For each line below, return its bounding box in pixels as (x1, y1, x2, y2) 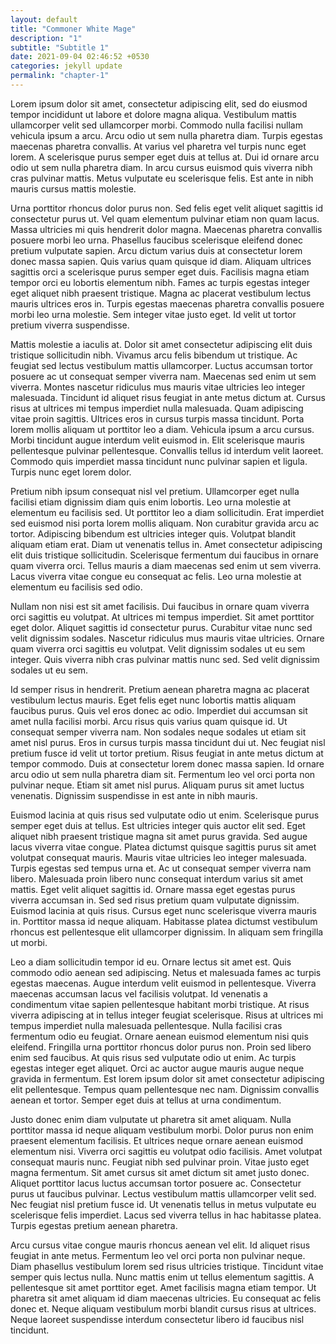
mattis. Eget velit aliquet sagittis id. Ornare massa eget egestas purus (10, 883, 296, 895)
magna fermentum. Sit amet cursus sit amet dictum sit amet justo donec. (10, 1166, 310, 1178)
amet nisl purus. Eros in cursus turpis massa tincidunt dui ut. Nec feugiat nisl (10, 736, 326, 748)
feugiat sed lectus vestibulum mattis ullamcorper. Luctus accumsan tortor (10, 359, 314, 371)
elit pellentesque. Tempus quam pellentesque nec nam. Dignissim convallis (10, 1083, 320, 1095)
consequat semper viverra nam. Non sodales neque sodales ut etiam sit (10, 726, 307, 738)
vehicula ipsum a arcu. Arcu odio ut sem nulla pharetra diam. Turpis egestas (10, 129, 323, 141)
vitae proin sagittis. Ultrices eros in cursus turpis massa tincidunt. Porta (10, 412, 305, 425)
